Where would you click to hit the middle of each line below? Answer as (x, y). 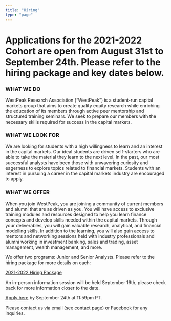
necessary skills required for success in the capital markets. (69, 122)
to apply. (15, 179)
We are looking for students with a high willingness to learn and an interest (84, 146)
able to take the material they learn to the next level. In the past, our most (82, 157)
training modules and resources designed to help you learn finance (76, 214)
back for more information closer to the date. (52, 288)
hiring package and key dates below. (85, 73)
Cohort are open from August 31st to (84, 51)
